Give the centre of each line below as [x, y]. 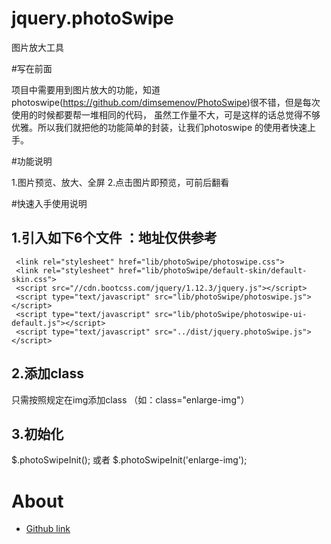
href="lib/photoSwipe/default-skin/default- [213, 270]
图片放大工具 [37, 47]
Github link [48, 529]
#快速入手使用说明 [49, 203]
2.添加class [48, 373]
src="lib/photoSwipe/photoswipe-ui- [231, 314]
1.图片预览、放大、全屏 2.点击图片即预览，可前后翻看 [120, 182]
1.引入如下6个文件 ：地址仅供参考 [114, 238]
